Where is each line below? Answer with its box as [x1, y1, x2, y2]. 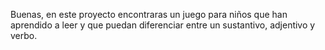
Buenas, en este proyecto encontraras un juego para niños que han [10, 9, 288, 20]
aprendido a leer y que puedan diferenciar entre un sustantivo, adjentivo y [10, 19, 316, 31]
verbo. [10, 30, 38, 41]
